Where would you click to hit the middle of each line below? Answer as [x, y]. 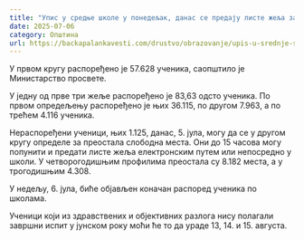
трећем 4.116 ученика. [52, 115]
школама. [28, 198]
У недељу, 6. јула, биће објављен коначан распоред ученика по [133, 189]
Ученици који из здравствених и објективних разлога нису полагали [142, 216]
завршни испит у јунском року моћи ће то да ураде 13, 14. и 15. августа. [148, 226]
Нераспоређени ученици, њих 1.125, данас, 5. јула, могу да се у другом [148, 133]
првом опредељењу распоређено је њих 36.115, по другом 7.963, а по [145, 106]
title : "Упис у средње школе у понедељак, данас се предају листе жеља [147, 18]
